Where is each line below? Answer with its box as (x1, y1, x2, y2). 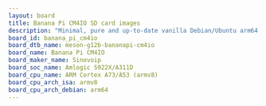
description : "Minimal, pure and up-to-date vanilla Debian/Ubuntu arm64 (8, 26, 259, 34)
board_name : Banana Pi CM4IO (8, 49, 105, 57)
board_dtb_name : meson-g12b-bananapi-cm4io (8, 41, 155, 49)
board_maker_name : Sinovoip (8, 57, 102, 65)
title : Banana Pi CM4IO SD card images (8, 19, 141, 27)
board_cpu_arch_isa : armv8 (8, 78, 98, 86)
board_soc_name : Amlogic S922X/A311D (8, 64, 134, 72)
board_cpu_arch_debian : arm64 (8, 85, 109, 94)
